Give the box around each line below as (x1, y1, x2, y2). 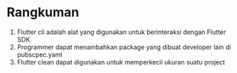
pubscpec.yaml (16, 50, 63, 59)
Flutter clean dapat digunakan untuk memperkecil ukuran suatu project (16, 57, 226, 66)
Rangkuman (6, 4, 80, 21)
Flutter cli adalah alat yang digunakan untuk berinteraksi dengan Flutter (16, 28, 226, 36)
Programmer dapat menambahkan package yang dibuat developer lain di (16, 43, 231, 51)
